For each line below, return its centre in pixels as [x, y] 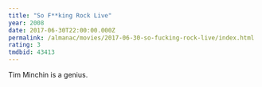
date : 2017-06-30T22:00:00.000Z [62, 30]
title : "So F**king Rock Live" [60, 15]
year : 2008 [26, 23]
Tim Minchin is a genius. [48, 75]
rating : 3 [25, 45]
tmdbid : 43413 [32, 52]
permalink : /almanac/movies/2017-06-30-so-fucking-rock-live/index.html [131, 38]
